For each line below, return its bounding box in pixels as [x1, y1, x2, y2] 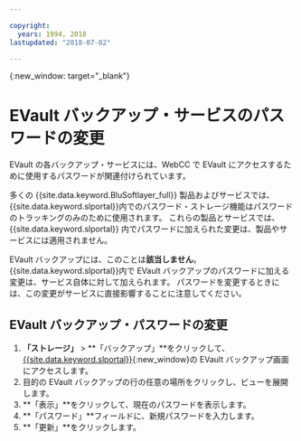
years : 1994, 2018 [17, 29, 88, 39]
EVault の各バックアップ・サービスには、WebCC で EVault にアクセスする [9, 159, 284, 170]
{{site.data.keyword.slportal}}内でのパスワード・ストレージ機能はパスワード [9, 201, 294, 212]
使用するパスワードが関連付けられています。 [24, 171, 192, 182]
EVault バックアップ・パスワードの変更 [9, 317, 229, 333]
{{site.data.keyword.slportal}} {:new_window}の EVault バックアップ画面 [22, 354, 289, 365]
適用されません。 [48, 235, 113, 246]
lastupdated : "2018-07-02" [9, 38, 111, 47]
